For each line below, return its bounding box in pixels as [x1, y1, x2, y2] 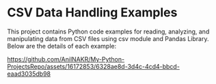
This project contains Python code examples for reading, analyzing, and [7, 27, 210, 36]
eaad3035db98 [7, 70, 51, 78]
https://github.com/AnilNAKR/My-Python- [7, 55, 125, 63]
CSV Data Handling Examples [7, 5, 178, 20]
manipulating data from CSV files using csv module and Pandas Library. [7, 34, 209, 42]
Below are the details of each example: [7, 42, 117, 50]
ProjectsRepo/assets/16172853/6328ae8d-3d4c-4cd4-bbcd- [7, 62, 180, 70]
